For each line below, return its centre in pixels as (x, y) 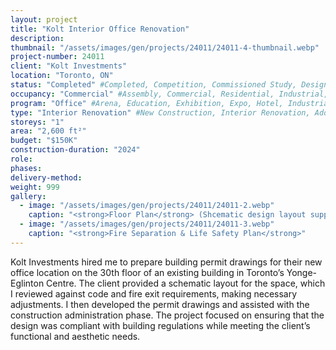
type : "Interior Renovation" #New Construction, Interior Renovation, (160, 112)
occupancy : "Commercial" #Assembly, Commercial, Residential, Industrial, (169, 94)
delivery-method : (46, 177)
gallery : (28, 196)
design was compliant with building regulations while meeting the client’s (160, 325)
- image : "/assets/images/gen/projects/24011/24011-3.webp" (147, 224)
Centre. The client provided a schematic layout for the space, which (186, 283)
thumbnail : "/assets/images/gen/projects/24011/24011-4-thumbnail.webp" (165, 47)
